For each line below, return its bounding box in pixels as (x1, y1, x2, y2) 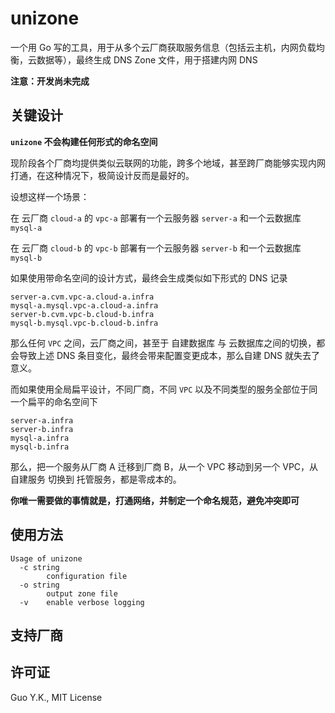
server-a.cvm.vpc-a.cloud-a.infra (10, 292, 155, 302)
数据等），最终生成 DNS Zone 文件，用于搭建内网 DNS (36, 53, 258, 66)
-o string (19, 580, 60, 590)
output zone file (46, 588, 118, 599)
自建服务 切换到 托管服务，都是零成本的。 (10, 473, 182, 485)
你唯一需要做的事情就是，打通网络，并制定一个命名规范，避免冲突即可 (10, 494, 300, 506)
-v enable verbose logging (19, 597, 145, 607)
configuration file (46, 571, 128, 581)
